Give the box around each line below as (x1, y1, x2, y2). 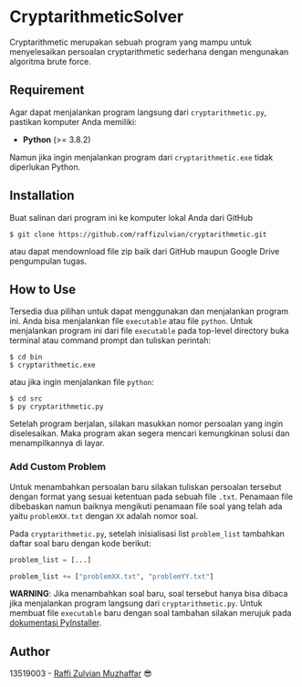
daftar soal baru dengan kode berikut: (9, 537, 152, 548)
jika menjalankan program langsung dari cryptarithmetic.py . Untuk (9, 598, 263, 609)
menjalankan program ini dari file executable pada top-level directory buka (9, 326, 289, 337)
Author (9, 643, 50, 659)
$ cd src (9, 394, 43, 403)
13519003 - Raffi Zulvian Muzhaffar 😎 (9, 668, 152, 679)
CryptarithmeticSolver (9, 6, 184, 27)
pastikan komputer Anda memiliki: (9, 116, 137, 127)
